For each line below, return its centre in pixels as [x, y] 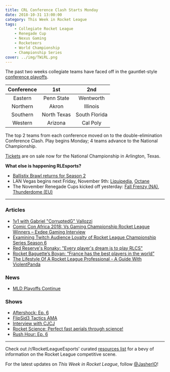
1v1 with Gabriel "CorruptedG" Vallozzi [52, 221]
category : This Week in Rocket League [46, 19]
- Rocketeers [28, 43]
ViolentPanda [27, 264]
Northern [23, 106]
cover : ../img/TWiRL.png [31, 57]
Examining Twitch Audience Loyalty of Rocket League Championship [84, 237]
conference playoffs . [27, 77]
